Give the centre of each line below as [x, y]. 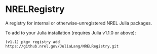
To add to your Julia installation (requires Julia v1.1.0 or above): [71, 32]
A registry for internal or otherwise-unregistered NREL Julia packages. [79, 23]
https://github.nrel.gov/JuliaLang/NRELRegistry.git [62, 46]
